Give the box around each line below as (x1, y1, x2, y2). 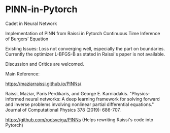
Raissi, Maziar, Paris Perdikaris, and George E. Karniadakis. (5, 90, 128, 96)
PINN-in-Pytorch (5, 4, 78, 15)
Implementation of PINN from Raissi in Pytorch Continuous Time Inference (5, 30, 160, 36)
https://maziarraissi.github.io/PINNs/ (5, 81, 82, 87)
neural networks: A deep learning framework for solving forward (25, 96, 160, 102)
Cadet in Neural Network (5, 20, 57, 26)
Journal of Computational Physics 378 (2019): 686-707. (5, 107, 121, 113)
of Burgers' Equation (5, 36, 49, 42)
